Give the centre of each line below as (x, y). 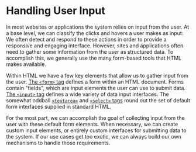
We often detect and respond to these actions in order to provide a (86, 39)
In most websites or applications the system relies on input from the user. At (97, 27)
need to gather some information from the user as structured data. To (90, 51)
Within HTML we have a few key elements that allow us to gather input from (97, 75)
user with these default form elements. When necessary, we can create (92, 124)
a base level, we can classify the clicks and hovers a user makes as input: (95, 33)
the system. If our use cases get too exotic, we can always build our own (94, 136)
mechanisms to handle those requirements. (58, 143)
